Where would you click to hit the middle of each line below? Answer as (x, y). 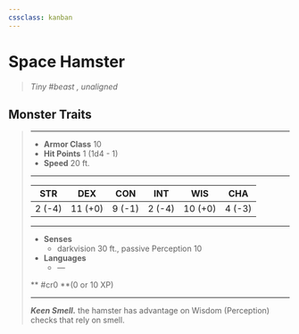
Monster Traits (50, 114)
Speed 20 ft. (66, 163)
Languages (65, 258)
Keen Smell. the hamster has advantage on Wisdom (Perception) (149, 311)
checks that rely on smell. (78, 320)
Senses (58, 239)
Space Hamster (67, 61)
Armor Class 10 (72, 145)
